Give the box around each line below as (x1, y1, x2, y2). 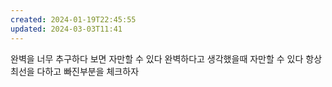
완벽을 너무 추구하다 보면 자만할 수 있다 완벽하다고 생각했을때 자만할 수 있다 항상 (10, 52, 323, 65)
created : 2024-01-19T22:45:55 (10, 14, 137, 25)
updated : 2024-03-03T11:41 (10, 24, 123, 34)
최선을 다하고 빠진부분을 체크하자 (10, 65, 140, 77)
